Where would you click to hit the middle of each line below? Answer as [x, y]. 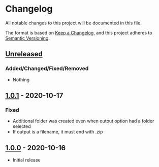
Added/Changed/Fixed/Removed [47, 69]
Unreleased [24, 54]
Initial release [26, 160]
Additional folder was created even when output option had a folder [83, 121]
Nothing [21, 80]
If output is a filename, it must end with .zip [58, 132]
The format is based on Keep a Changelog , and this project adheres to [79, 32]
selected [22, 126]
